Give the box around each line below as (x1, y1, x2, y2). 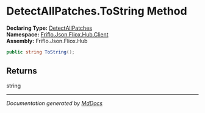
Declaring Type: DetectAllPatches (6, 24, 93, 32)
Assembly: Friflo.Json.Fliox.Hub (6, 37, 88, 44)
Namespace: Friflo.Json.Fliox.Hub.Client (6, 30, 109, 38)
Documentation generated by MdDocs (6, 99, 103, 107)
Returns (6, 66, 38, 77)
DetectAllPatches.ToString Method (6, 4, 187, 18)
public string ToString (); (6, 49, 75, 55)
